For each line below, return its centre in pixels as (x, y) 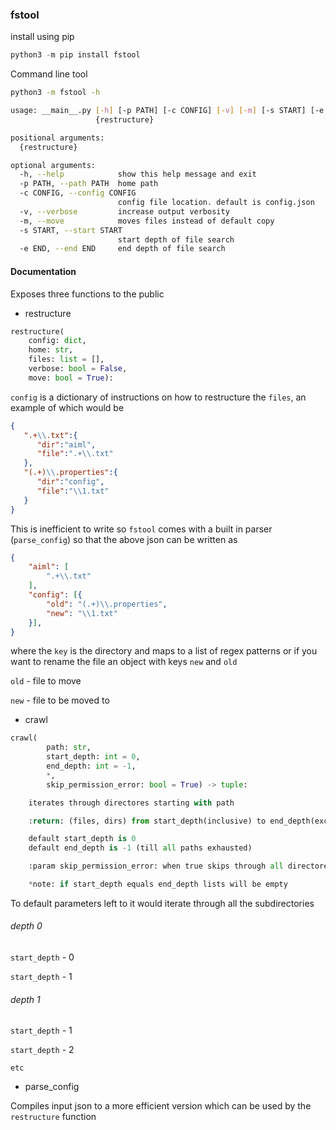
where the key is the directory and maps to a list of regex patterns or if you (164, 651)
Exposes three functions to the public (87, 294)
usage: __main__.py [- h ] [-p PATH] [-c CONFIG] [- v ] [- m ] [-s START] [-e (167, 111)
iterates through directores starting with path (131, 803)
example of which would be (67, 407)
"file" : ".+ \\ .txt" (75, 454)
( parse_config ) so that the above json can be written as (124, 539)
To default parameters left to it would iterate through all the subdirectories (162, 903)
